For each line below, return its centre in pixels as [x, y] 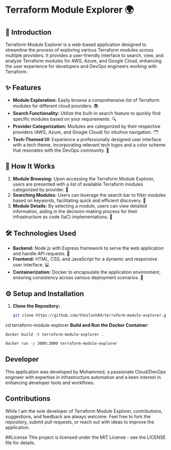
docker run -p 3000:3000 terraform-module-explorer [61, 344]
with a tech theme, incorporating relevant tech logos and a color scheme [89, 145]
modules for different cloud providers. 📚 [55, 106]
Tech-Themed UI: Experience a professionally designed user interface [87, 139]
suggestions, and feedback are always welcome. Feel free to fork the [78, 416]
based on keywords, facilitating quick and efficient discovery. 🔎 [79, 200]
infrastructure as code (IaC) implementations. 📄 [63, 217]
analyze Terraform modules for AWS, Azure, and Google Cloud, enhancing [83, 61]
